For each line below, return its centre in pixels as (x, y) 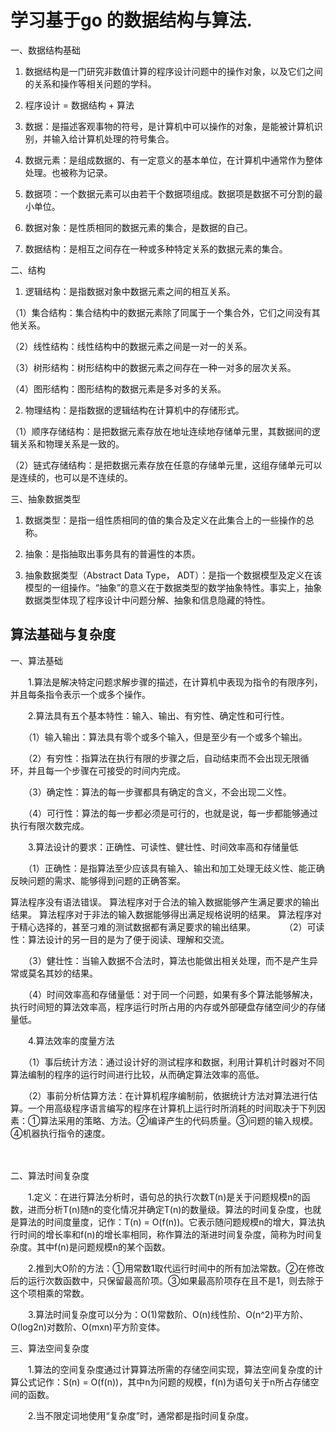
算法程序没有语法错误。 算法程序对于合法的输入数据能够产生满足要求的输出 (165, 902)
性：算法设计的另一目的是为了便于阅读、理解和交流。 (120, 939)
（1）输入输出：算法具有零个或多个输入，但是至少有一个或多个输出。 (165, 737)
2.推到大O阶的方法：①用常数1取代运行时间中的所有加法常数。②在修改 (176, 1268)
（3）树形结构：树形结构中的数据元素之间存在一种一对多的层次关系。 (153, 367)
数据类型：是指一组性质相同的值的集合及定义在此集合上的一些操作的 (165, 520)
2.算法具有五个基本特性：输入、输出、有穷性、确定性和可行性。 (158, 715)
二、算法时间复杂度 (50, 1175)
